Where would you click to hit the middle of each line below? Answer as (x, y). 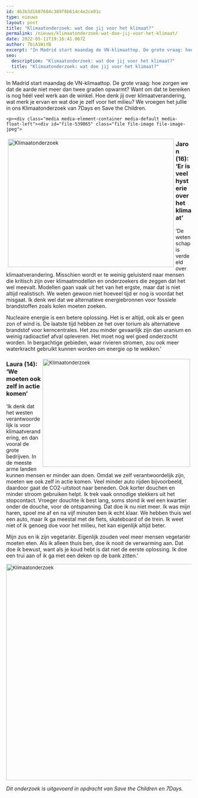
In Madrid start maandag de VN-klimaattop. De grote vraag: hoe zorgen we (97, 83)
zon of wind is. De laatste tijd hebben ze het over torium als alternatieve (93, 324)
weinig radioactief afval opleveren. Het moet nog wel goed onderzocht (92, 336)
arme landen (22, 469)
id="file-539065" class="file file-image (103, 124)
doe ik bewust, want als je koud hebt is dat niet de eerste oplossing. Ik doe (97, 549)
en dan (30, 438)
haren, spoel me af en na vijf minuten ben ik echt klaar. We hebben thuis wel (99, 513)
